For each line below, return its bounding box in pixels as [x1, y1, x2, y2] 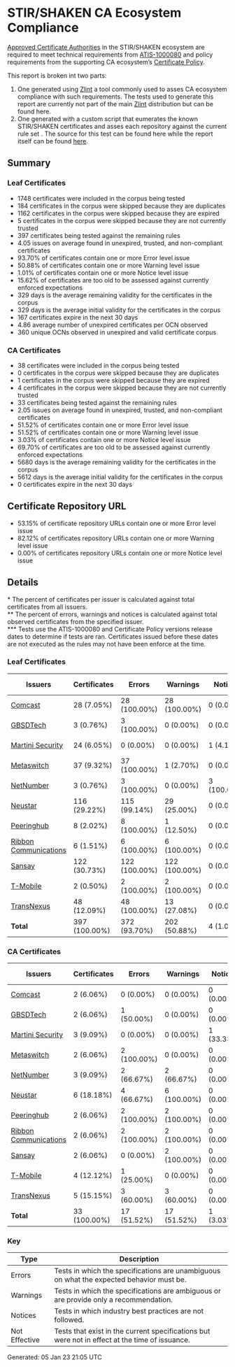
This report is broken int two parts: [7, 71, 107, 80]
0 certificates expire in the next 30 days [17, 480, 133, 488]
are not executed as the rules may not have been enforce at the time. [7, 639, 206, 648]
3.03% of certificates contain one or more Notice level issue [17, 435, 191, 444]
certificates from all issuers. [7, 602, 87, 611]
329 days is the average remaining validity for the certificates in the [17, 290, 213, 299]
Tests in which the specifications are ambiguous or [54, 1286, 222, 1296]
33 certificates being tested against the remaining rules [17, 398, 177, 406]
